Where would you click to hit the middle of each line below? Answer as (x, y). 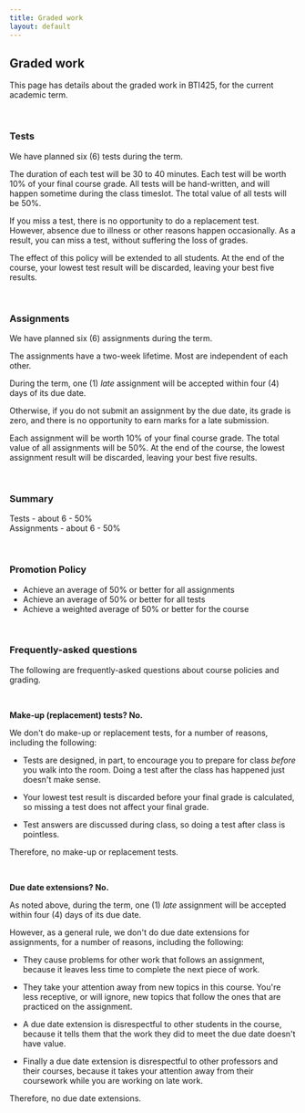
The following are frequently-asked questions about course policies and (144, 670)
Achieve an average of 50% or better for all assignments (128, 589)
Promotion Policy (48, 569)
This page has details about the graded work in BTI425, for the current (142, 85)
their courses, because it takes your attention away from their (138, 1071)
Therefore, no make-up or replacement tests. (94, 852)
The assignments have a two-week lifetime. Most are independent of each (149, 356)
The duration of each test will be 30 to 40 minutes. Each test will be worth (148, 173)
